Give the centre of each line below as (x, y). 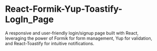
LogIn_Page (29, 19)
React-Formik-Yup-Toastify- (64, 9)
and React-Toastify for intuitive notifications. (50, 43)
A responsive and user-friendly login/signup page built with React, (72, 33)
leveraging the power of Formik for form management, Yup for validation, (79, 38)
